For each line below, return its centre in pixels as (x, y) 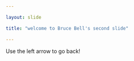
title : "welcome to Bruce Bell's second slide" (67, 28)
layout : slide (24, 17)
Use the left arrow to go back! (43, 51)
